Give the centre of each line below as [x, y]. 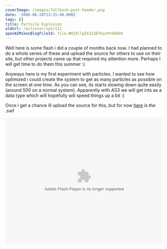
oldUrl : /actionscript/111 [34, 29]
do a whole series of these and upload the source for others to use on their [83, 53]
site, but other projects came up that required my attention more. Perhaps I [83, 59]
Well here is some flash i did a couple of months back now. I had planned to [84, 48]
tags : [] [14, 19]
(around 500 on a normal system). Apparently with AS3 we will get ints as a [83, 90]
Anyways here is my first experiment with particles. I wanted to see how [80, 74]
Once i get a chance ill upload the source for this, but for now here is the [80, 105]
